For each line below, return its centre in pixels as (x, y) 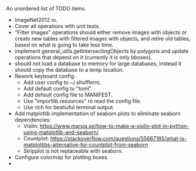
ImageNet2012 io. (36, 20)
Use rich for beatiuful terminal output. (69, 107)
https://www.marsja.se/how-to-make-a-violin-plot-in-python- (115, 126)
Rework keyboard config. (45, 76)
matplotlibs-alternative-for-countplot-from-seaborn (86, 145)
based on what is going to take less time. (64, 45)
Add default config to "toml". (58, 88)
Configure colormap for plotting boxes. (62, 157)
